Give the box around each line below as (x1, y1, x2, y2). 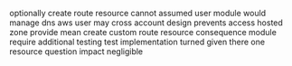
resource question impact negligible (9, 46, 144, 57)
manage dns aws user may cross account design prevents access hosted (9, 17, 283, 28)
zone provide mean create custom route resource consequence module (9, 27, 278, 37)
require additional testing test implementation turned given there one (9, 36, 265, 47)
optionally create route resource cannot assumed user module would (9, 8, 267, 18)
